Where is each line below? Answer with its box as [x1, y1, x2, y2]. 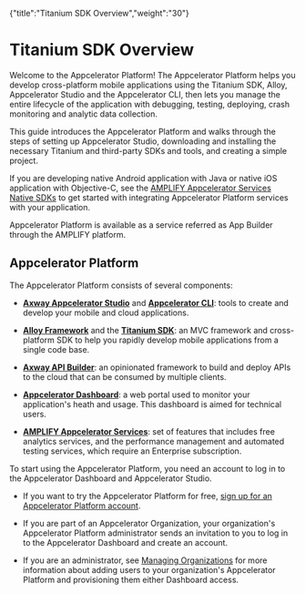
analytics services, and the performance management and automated [22, 435, 285, 446]
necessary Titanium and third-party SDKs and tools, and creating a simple [9, 145, 288, 156]
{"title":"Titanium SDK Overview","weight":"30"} [9, 8, 189, 18]
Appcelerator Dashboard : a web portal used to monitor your [22, 389, 250, 400]
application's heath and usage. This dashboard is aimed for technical [22, 398, 282, 409]
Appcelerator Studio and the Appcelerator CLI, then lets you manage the [9, 88, 280, 99]
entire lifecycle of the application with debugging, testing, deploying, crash [9, 98, 290, 109]
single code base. [22, 343, 90, 354]
